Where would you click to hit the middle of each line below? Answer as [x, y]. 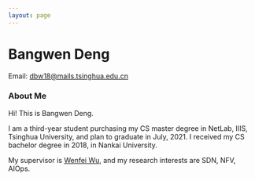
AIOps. [19, 168]
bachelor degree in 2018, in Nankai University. [83, 145]
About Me [28, 96]
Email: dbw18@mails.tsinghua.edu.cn [68, 76]
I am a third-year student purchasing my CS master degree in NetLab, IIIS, [128, 128]
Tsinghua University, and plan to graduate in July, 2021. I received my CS [127, 136]
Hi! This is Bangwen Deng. [51, 113]
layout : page [30, 15]
